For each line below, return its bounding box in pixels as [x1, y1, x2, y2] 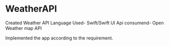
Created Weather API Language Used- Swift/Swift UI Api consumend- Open [5, 20, 164, 26]
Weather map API [5, 25, 42, 31]
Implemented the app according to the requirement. [5, 35, 113, 41]
